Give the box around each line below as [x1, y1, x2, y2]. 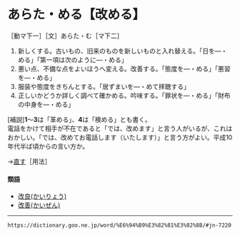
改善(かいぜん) [17, 201, 61, 210]
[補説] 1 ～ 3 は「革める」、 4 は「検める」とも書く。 [7, 115, 151, 123]
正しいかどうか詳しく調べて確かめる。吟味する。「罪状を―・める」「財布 [17, 91, 231, 100]
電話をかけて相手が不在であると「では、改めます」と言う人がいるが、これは [7, 124, 233, 133]
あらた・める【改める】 [7, 6, 146, 23]
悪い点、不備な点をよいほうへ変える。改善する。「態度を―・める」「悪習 [17, 64, 231, 73]
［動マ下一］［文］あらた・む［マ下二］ [7, 31, 124, 40]
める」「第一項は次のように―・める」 [17, 55, 128, 64]
